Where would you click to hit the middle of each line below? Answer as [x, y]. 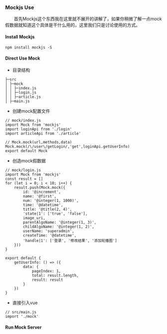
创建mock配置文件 [31, 111]
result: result [47, 280]
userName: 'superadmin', [49, 231]
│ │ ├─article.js [23, 97]
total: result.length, [55, 275]
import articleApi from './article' [43, 133]
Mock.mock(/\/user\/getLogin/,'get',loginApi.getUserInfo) [68, 146]
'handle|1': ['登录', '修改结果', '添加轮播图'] [70, 241]
